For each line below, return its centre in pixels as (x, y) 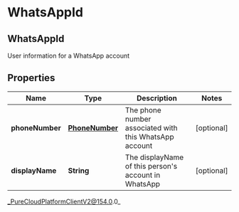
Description (157, 98)
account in (143, 175)
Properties (31, 78)
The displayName (154, 157)
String (79, 170)
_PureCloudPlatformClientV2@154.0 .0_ (64, 201)
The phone (143, 110)
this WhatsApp (149, 137)
